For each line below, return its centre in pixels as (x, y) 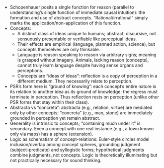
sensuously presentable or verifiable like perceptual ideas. (77, 39)
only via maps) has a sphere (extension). (51, 134)
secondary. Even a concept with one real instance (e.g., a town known (82, 128)
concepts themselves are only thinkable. (59, 49)
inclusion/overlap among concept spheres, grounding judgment (75, 144)
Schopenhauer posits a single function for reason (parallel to (72, 7)
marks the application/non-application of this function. (66, 23)
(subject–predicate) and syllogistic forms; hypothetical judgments (77, 150)
